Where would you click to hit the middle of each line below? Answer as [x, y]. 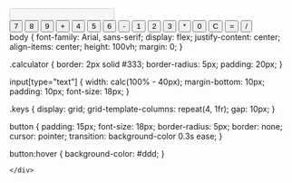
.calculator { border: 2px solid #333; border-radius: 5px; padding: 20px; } [146, 64]
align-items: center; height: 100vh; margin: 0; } [96, 47]
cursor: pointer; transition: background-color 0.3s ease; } [116, 136]
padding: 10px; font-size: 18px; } [69, 91]
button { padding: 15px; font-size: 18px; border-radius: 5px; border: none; [146, 126]
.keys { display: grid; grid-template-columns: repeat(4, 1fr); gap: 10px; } [142, 109]
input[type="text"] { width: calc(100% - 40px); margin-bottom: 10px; [137, 82]
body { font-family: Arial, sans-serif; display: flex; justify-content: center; [145, 37]
